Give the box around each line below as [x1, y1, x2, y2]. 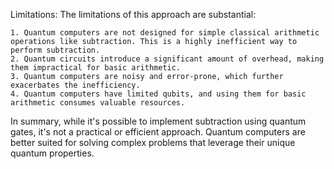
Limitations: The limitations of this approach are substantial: [10, 9, 257, 20]
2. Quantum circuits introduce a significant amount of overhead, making [10, 54, 325, 64]
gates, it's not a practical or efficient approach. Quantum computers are [10, 126, 306, 138]
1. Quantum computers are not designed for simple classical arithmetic [10, 28, 320, 38]
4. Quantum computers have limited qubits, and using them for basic [10, 89, 307, 99]
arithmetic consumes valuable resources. [10, 98, 186, 108]
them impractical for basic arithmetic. [10, 63, 182, 73]
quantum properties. [10, 147, 95, 159]
